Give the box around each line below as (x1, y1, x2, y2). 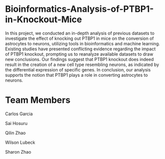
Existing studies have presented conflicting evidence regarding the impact (5, 46, 156, 52)
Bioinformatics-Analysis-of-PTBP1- (5, 3, 154, 15)
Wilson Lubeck (5, 139, 35, 145)
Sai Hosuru (5, 120, 28, 126)
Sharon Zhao (5, 149, 32, 155)
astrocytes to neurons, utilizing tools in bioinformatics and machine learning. (5, 40, 160, 46)
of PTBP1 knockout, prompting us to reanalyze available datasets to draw (5, 51, 154, 57)
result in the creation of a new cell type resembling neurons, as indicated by (5, 62, 159, 67)
